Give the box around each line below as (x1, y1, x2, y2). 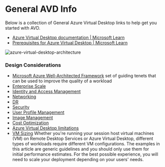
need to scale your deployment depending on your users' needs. (12, 157, 144, 163)
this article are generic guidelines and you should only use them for (12, 146, 149, 152)
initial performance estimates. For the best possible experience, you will (12, 151, 159, 157)
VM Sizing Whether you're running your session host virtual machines (12, 131, 154, 136)
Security (12, 104, 30, 110)
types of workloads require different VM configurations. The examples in (12, 141, 160, 147)
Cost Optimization (12, 120, 49, 126)
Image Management (12, 115, 53, 121)
